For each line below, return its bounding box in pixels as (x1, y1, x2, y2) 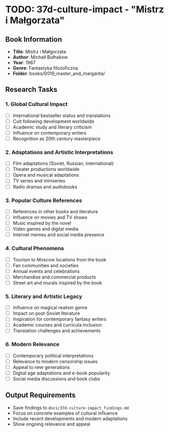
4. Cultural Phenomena (5, 245, 64, 252)
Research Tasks (5, 85, 58, 94)
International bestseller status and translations (12, 112, 111, 119)
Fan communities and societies (12, 262, 79, 268)
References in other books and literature (12, 208, 99, 214)
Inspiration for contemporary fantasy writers (12, 316, 107, 322)
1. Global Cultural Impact (5, 101, 68, 108)
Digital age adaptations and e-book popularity (12, 370, 110, 376)
